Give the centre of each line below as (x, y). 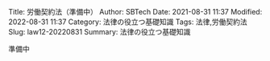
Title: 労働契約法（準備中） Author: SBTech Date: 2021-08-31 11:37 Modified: (135, 12)
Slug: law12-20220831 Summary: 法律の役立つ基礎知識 (100, 32)
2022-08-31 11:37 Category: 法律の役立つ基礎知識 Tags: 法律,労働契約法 (128, 22)
